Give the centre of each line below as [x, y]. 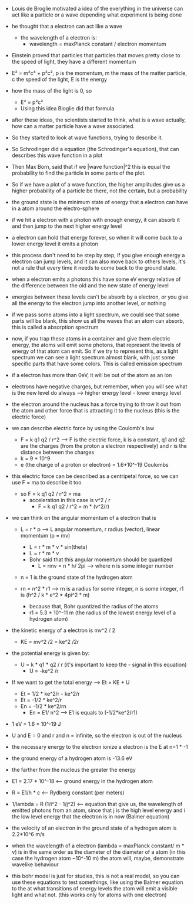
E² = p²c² [32, 102]
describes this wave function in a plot [57, 155]
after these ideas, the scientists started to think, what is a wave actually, [99, 120]
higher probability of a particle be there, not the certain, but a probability [99, 191]
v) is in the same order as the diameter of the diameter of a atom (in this [99, 852]
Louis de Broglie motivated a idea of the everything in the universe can [97, 9]
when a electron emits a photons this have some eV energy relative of [96, 279]
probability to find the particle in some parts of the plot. [78, 173]
